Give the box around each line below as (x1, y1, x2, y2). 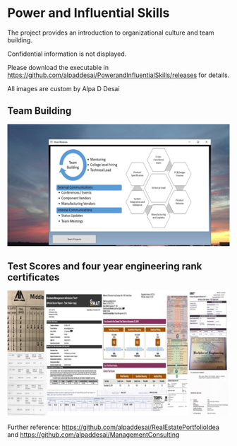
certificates (7, 271, 60, 283)
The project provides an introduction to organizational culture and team (7, 28, 214, 37)
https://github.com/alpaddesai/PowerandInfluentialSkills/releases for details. (7, 71, 230, 79)
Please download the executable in (7, 63, 109, 71)
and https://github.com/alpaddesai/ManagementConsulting (7, 430, 180, 439)
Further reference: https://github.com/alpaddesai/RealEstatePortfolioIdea (7, 423, 220, 431)
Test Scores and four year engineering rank (7, 260, 202, 272)
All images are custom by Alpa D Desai (7, 84, 120, 93)
